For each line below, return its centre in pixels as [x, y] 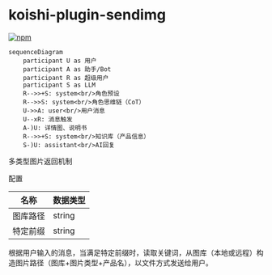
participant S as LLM [59, 85]
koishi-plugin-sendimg [87, 15]
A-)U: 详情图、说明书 [55, 128]
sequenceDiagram [36, 52]
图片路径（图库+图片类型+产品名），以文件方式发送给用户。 [114, 262]
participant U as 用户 [60, 61]
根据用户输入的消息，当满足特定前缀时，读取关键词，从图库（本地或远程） [132, 252]
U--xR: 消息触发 [48, 119]
